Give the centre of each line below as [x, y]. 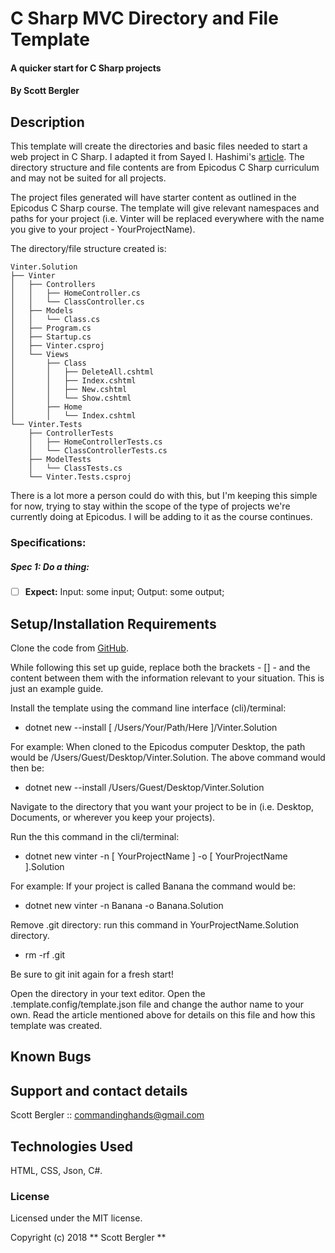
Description [47, 122]
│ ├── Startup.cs [51, 337]
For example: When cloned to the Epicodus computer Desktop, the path [158, 746]
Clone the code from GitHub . [69, 648]
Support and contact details [99, 1090]
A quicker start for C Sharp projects [86, 68]
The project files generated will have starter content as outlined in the [153, 198]
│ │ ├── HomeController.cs [75, 293]
